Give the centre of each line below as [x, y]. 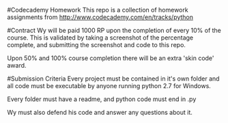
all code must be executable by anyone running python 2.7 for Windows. [109, 86]
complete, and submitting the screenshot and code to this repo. [97, 45]
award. [17, 65]
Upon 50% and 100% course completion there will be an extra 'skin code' [111, 58]
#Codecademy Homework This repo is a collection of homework [98, 10]
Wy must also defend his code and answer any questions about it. [100, 112]
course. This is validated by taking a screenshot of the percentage [100, 38]
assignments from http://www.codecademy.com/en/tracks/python [100, 17]
